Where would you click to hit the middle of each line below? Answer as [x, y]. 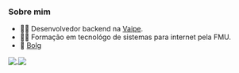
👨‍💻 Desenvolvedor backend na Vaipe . [81, 29]
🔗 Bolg [31, 46]
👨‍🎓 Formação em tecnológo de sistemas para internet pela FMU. [125, 37]
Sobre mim [30, 12]
